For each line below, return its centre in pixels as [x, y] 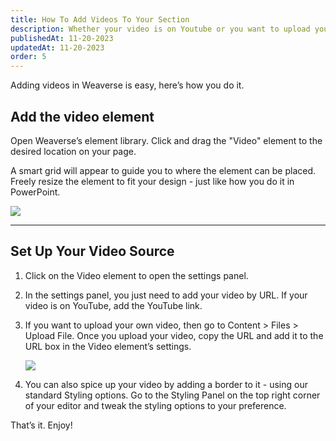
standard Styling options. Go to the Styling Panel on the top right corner [172, 395]
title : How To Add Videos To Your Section [100, 19]
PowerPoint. [35, 192]
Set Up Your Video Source [92, 251]
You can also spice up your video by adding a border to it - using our [166, 384]
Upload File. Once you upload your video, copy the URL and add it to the [174, 335]
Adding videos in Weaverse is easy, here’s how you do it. [127, 85]
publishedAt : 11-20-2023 [62, 38]
